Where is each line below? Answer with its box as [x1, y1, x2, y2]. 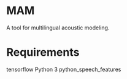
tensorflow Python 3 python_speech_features [6, 66, 121, 73]
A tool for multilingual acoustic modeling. [6, 24, 110, 31]
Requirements [6, 45, 80, 59]
